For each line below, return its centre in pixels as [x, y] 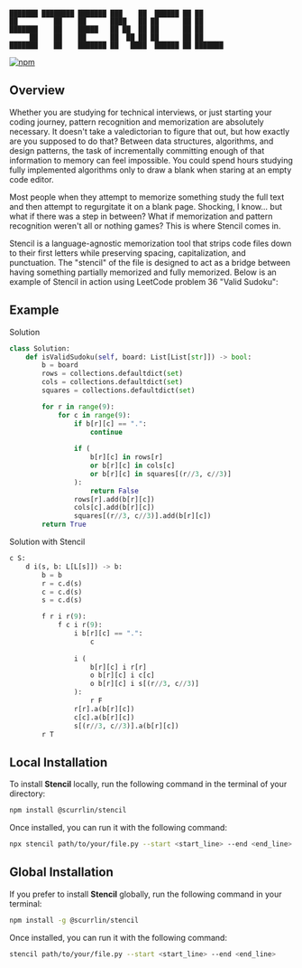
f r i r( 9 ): [64, 616]
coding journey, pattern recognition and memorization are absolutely [137, 122]
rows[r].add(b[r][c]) [114, 499]
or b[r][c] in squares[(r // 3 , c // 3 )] [160, 474]
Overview [37, 91]
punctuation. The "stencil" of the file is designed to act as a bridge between [150, 262]
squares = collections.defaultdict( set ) [119, 390]
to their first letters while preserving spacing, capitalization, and [128, 253]
